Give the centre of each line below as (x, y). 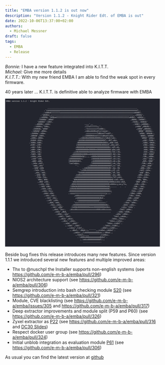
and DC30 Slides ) (30, 327)
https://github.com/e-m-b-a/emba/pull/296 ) (57, 274)
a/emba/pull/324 (29, 337)
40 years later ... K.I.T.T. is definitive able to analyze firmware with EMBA (79, 91)
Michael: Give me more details (36, 72)
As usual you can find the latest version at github (55, 357)
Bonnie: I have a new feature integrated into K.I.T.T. (57, 66)
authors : (14, 26)
